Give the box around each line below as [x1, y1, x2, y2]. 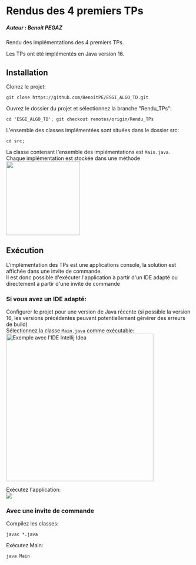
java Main [6, 553, 31, 559]
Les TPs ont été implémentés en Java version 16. [6, 50, 125, 57]
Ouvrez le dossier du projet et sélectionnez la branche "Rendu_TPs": [6, 104, 172, 112]
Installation [6, 67, 48, 77]
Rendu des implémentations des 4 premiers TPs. [6, 39, 124, 46]
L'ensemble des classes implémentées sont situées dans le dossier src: [6, 126, 180, 133]
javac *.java [6, 531, 38, 538]
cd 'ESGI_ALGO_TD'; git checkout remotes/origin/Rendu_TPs [6, 116, 154, 122]
